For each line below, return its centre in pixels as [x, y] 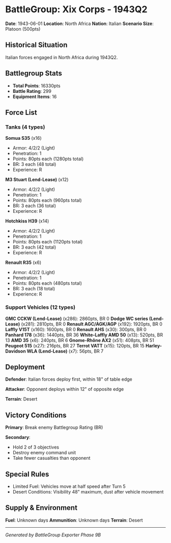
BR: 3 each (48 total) [34, 164]
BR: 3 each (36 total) [34, 206]
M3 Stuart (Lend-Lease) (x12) [37, 180]
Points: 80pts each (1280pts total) [48, 159]
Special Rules [27, 474]
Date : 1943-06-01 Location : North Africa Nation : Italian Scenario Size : [79, 23]
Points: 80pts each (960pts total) [47, 201]
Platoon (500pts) [23, 29]
